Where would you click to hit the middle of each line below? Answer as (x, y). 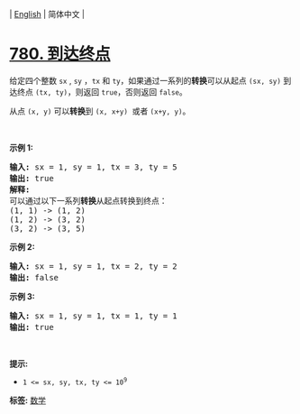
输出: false (34, 277)
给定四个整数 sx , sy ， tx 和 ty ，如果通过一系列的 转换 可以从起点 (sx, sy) (145, 80)
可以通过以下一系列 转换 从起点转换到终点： (88, 201)
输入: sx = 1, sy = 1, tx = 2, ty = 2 (93, 266)
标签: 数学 (28, 400)
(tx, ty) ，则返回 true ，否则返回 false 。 (111, 92)
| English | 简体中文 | (47, 14)
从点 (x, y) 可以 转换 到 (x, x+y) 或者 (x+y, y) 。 (100, 111)
